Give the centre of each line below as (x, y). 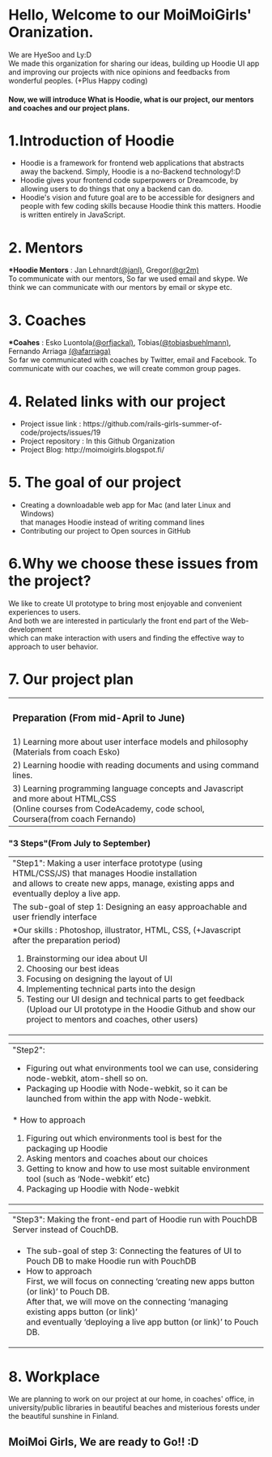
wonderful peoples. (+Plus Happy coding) (78, 80)
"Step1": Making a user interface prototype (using (108, 863)
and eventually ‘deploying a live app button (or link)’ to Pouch (142, 1322)
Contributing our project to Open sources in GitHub (105, 531)
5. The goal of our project (95, 483)
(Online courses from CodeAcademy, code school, (108, 809)
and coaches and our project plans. (69, 108)
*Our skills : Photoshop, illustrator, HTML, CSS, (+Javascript (127, 930)
